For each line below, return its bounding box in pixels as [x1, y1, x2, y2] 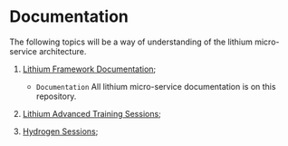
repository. [35, 91, 77, 102]
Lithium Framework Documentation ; [22, 63, 157, 74]
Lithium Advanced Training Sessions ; [22, 108, 161, 119]
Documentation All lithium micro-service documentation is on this [35, 81, 276, 92]
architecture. [39, 45, 87, 56]
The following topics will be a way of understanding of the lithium [9, 36, 254, 47]
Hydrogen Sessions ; [22, 125, 99, 137]
